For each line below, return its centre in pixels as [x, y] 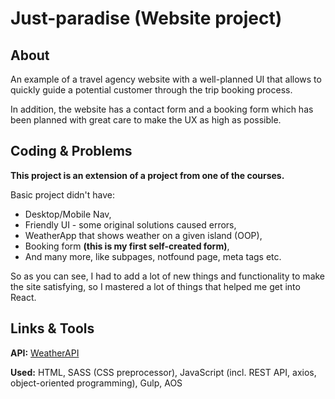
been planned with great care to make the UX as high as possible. [146, 120]
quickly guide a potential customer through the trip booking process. [151, 90]
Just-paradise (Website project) [146, 18]
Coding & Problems [71, 151]
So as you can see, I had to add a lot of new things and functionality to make [168, 276]
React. [23, 297]
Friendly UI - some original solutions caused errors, [130, 224]
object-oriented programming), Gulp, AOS [96, 383]
